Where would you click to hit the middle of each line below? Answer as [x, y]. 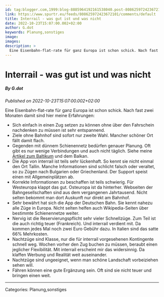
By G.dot [14, 88]
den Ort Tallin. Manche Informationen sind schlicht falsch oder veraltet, [83, 166]
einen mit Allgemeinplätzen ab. [43, 177]
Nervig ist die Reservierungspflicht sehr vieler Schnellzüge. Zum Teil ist [84, 218]
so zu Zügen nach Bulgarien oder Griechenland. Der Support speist [80, 171]
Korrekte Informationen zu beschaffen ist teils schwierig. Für [73, 182]
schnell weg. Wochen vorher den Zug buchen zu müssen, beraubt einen [85, 244]
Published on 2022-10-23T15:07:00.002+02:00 [52, 101]
